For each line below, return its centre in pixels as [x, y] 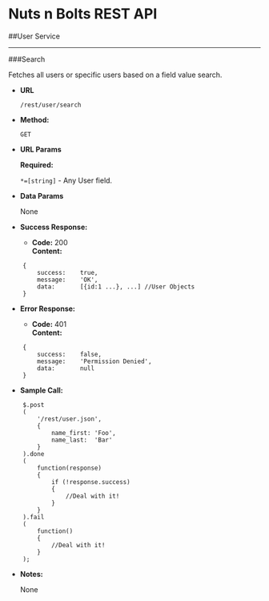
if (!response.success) [90, 482]
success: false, [70, 354]
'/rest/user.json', [70, 419]
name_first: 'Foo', [83, 433]
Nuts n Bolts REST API [83, 14]
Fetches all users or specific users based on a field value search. [115, 75]
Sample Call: [41, 390]
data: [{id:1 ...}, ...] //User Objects [116, 286]
